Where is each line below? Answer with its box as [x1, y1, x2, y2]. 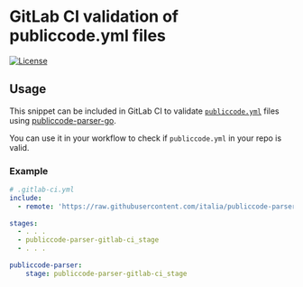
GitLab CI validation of [9, 6, 179, 27]
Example [9, 164, 49, 177]
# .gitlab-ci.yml [9, 185, 75, 195]
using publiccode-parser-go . [9, 115, 117, 125]
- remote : [17, 201, 54, 211]
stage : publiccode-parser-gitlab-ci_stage [25, 269, 188, 278]
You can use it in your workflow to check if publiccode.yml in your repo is [9, 133, 282, 143]
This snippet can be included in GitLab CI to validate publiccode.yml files [9, 106, 280, 116]
